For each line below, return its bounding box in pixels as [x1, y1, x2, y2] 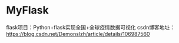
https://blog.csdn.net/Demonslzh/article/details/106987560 [6, 30, 150, 37]
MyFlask [6, 4, 49, 17]
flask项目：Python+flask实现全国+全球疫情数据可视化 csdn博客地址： [6, 24, 175, 31]
